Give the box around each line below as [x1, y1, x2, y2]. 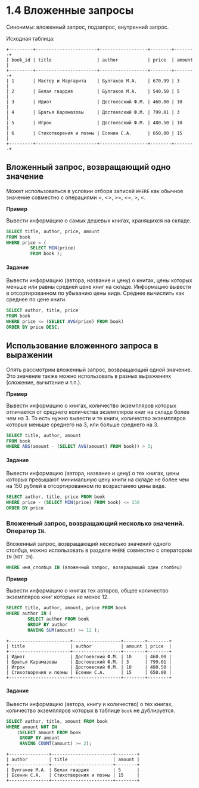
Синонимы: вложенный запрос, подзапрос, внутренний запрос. [6, 23, 169, 30]
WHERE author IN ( [6, 610, 52, 616]
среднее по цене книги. [6, 296, 67, 303]
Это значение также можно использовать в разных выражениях [6, 372, 172, 380]
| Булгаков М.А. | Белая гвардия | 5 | [6, 767, 140, 773]
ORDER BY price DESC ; [6, 324, 60, 330]
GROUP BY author [27, 621, 68, 628]
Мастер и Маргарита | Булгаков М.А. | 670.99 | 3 [38, 78, 180, 84]
